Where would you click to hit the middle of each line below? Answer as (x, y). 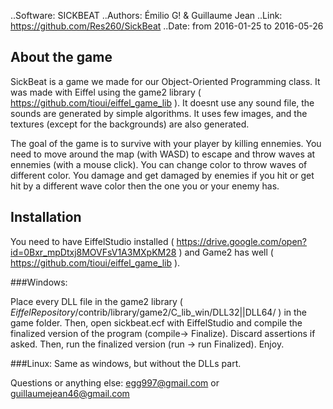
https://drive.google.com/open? (242, 241)
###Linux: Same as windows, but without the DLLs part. (126, 363)
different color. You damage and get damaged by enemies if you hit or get (162, 175)
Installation (46, 217)
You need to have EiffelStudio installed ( (92, 241)
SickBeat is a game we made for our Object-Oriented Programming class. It (165, 81)
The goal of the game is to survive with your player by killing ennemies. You (166, 143)
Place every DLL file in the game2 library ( (96, 301)
